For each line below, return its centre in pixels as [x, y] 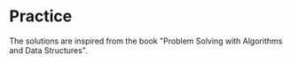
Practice [41, 16]
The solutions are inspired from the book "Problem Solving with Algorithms [146, 41]
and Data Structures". [49, 50]
